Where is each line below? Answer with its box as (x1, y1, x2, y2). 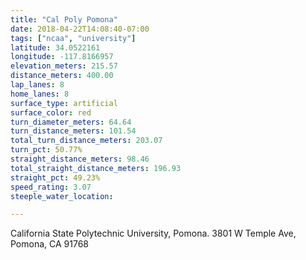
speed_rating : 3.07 (10, 182, 92, 192)
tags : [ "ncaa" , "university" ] (10, 33, 137, 43)
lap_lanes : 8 (10, 80, 65, 90)
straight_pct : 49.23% (10, 172, 101, 183)
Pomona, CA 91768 (10, 238, 89, 250)
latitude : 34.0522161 (10, 42, 101, 53)
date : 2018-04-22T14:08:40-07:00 (10, 24, 150, 34)
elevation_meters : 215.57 (10, 61, 118, 71)
